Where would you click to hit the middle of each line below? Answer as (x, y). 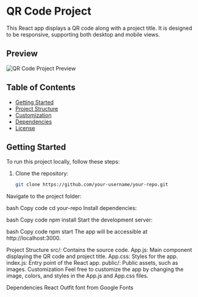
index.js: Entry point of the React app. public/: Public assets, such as (92, 263)
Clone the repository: (42, 173)
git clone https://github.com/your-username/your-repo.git (92, 185)
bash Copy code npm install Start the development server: (80, 220)
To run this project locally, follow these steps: (63, 162)
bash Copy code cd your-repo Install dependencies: (72, 208)
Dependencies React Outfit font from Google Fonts (70, 288)
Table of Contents (41, 87)
